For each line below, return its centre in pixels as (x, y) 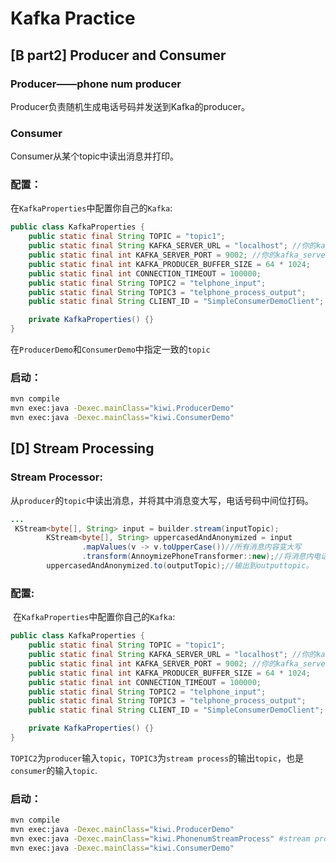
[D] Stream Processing (82, 448)
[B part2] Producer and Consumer (118, 55)
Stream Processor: (56, 477)
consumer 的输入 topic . (54, 770)
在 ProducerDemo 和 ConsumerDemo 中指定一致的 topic (110, 349)
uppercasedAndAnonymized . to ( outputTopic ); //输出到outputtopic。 (180, 566)
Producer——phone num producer (96, 84)
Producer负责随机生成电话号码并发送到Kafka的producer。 (130, 106)
